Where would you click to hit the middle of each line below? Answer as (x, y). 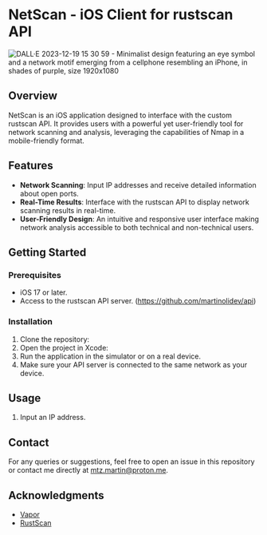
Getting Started (47, 252)
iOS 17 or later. (43, 292)
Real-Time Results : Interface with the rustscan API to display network (134, 202)
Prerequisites (35, 275)
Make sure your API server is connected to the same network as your (133, 364)
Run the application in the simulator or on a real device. (110, 356)
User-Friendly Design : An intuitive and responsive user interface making (139, 219)
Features (31, 166)
